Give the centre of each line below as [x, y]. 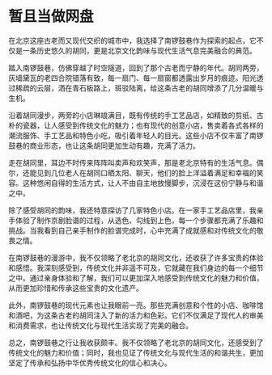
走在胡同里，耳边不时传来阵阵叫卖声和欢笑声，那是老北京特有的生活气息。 [132, 162]
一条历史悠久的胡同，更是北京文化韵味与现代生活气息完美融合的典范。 [139, 50]
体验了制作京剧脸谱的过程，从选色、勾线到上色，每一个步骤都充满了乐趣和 [139, 220]
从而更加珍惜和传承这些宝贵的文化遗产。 [76, 288]
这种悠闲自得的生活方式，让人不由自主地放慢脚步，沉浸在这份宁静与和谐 [143, 183]
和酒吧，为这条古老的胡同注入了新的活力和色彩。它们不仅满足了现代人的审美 [136, 315]
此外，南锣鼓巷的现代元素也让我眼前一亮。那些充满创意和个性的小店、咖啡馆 [136, 305]
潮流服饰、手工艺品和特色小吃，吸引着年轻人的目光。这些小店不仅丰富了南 [132, 135]
